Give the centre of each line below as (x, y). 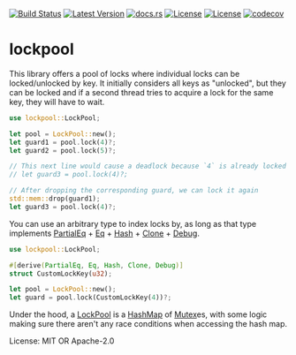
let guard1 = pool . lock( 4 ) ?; (63, 142)
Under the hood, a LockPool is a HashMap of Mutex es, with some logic (138, 314)
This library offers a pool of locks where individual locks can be (125, 73)
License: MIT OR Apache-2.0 (62, 341)
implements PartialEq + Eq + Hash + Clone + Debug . (105, 233)
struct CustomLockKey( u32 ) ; (61, 274)
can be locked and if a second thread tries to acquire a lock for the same (141, 92)
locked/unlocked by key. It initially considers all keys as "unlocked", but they (148, 83)
